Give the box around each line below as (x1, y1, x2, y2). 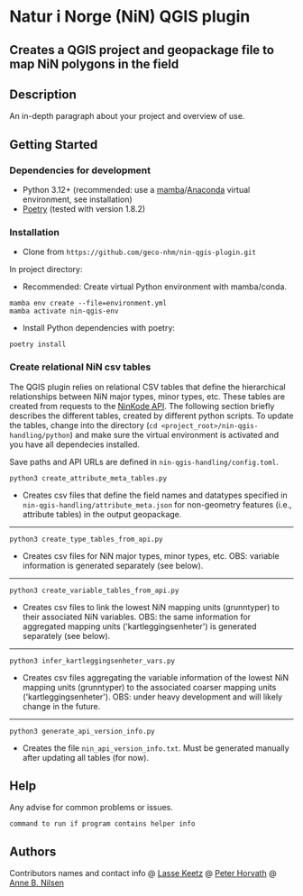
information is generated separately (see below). (22, 560, 204, 571)
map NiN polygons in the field (9, 56, 179, 71)
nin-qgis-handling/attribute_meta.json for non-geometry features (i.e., (22, 498, 292, 510)
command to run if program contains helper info (9, 819, 196, 828)
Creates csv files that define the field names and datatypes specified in (22, 489, 288, 500)
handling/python (9, 431, 70, 440)
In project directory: (9, 264, 83, 275)
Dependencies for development (9, 164, 151, 177)
